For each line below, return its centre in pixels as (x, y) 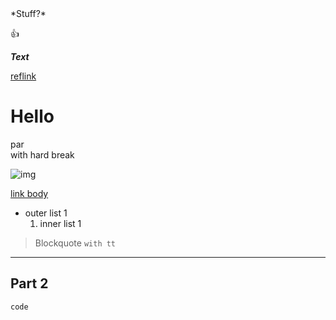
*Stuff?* (28, 13)
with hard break (42, 154)
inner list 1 (60, 223)
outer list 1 (46, 213)
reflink (23, 76)
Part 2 (29, 283)
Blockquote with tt (75, 243)
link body (29, 193)
